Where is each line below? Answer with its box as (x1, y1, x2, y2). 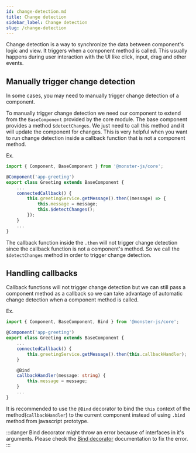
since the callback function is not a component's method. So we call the (6, 245, 180, 252)
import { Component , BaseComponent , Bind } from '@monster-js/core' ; (6, 319, 180, 325)
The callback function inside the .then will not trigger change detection (6, 239, 178, 246)
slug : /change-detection (6, 25, 67, 31)
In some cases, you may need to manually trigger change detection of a (6, 92, 180, 99)
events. (6, 60, 24, 67)
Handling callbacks (6, 268, 78, 278)
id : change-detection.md (6, 8, 67, 15)
